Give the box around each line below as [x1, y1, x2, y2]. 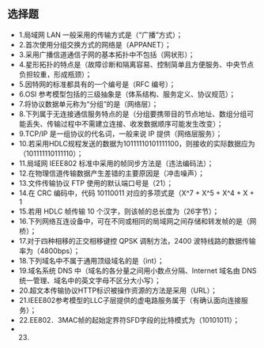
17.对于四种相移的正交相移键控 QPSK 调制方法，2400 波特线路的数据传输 [18, 236, 256, 245]
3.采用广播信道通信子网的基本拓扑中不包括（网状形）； [18, 50, 195, 59]
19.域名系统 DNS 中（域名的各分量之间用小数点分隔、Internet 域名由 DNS [18, 266, 258, 275]
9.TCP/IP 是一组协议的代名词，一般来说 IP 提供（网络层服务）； [18, 129, 223, 138]
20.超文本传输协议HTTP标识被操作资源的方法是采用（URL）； [18, 286, 218, 295]
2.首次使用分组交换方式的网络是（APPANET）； [18, 40, 172, 49]
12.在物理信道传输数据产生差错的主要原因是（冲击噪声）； [18, 168, 206, 178]
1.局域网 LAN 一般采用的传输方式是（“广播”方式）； [18, 30, 183, 40]
